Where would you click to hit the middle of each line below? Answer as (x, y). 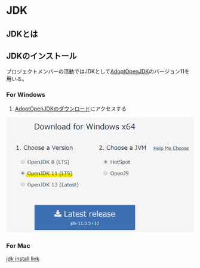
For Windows (26, 95)
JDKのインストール (42, 56)
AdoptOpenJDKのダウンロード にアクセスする (71, 109)
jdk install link (23, 259)
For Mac (19, 245)
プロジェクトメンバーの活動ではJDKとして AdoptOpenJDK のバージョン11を (98, 72)
